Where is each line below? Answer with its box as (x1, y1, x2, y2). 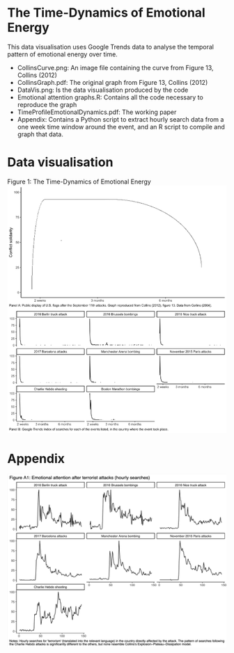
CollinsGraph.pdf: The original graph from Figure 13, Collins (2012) (17, 78, 208, 86)
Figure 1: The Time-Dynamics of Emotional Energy (7, 177, 151, 186)
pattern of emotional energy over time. (7, 50, 118, 58)
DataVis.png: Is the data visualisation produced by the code (17, 86, 189, 94)
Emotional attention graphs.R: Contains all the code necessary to (17, 92, 203, 102)
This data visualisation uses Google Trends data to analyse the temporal (7, 42, 214, 51)
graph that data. (17, 130, 64, 138)
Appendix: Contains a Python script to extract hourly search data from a (17, 115, 224, 123)
